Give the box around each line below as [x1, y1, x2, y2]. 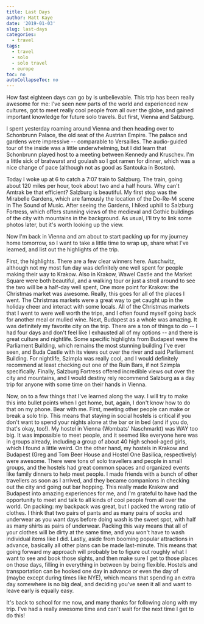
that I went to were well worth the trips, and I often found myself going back [6, 309, 197, 317]
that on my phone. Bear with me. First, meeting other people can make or [6, 406, 190, 413]
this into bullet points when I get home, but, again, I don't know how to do [6, 399, 191, 406]
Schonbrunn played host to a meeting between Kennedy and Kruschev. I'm [6, 151, 194, 159]
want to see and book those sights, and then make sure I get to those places [6, 554, 198, 562]
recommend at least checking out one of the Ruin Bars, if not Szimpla [6, 361, 181, 369]
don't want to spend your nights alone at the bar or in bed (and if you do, [6, 418, 189, 426]
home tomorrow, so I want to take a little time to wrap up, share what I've [6, 239, 189, 247]
